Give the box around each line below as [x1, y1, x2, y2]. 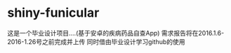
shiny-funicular [7, 5, 100, 21]
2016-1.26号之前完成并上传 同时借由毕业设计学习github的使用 [7, 37, 185, 46]
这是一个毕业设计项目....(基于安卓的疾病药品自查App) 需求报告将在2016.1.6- [7, 29, 225, 37]
